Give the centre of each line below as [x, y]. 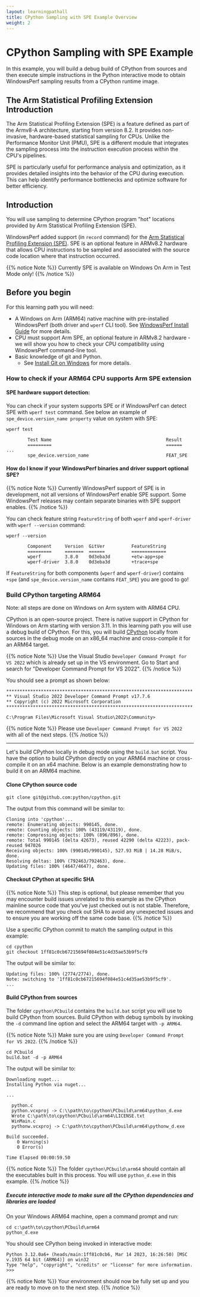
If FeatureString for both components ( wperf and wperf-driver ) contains [95, 573]
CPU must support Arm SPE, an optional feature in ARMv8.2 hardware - [102, 337]
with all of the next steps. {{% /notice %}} [57, 735]
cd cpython [20, 947]
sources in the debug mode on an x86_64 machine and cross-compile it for [98, 638]
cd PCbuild [20, 1052]
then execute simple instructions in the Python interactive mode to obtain [96, 75]
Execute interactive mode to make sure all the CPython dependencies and [100, 1195]
